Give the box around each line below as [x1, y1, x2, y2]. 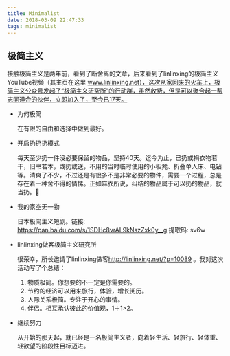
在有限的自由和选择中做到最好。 [16, 124, 108, 133]
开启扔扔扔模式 [16, 139, 60, 148]
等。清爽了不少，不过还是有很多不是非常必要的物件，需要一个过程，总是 [16, 171, 222, 179]
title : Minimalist [7, 10, 60, 17]
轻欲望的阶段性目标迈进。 [16, 342, 90, 351]
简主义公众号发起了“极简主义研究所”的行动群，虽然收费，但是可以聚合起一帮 [7, 87, 223, 95]
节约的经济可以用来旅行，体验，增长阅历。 [27, 287, 148, 296]
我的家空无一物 [16, 203, 60, 211]
